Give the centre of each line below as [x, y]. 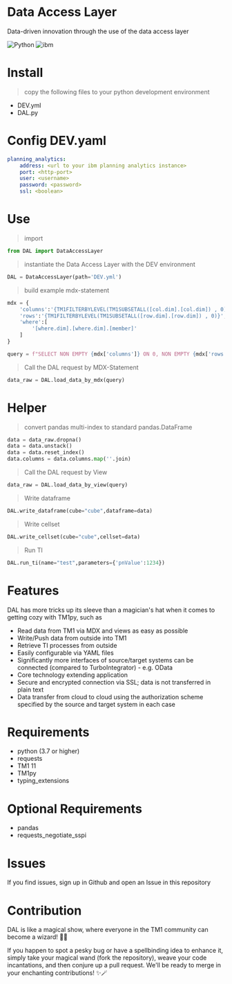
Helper [27, 408]
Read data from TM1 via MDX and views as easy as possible [103, 631]
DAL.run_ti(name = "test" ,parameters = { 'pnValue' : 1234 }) [86, 563]
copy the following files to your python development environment [117, 91]
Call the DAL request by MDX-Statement [81, 367]
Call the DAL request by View [66, 473]
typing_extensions [43, 781]
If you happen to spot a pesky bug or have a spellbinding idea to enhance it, [115, 951]
